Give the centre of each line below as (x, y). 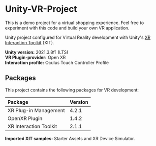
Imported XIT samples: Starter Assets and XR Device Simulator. (70, 138)
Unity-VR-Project (41, 9)
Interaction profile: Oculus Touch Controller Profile (57, 62)
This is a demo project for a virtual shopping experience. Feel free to (75, 23)
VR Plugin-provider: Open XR (35, 57)
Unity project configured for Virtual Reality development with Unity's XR (78, 37)
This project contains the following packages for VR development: (72, 90)
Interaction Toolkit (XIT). (30, 42)
